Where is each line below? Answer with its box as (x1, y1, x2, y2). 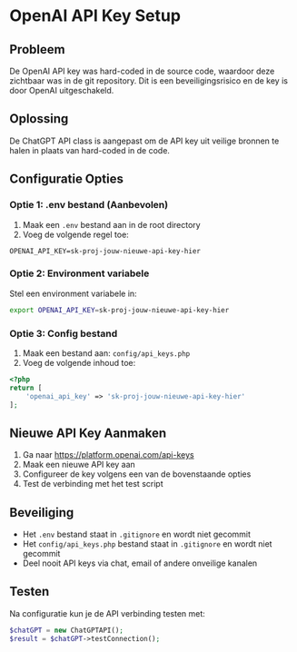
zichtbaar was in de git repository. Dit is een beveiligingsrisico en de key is (9, 75, 289, 86)
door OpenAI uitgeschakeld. (9, 85, 114, 95)
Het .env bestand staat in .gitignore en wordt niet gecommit (22, 529, 252, 540)
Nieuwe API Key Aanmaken (9, 425, 167, 440)
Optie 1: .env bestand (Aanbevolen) (9, 199, 169, 212)
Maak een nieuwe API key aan (22, 459, 136, 470)
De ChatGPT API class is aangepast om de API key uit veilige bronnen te (9, 135, 280, 146)
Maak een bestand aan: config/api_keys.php (22, 347, 191, 359)
